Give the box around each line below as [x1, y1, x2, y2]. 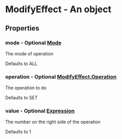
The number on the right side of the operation [5, 119, 101, 125]
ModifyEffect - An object [5, 4, 111, 15]
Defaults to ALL [5, 60, 38, 67]
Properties [5, 24, 39, 33]
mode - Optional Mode [5, 39, 62, 46]
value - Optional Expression [5, 107, 75, 115]
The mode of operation [5, 50, 54, 57]
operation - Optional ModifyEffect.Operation [5, 73, 117, 80]
